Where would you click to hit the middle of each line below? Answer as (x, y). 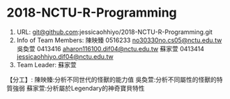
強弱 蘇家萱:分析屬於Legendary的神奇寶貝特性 (78, 88)
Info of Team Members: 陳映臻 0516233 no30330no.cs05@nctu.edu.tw (119, 40)
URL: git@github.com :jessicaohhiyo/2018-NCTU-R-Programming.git (115, 32)
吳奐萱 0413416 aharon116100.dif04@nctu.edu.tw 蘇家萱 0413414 (110, 48)
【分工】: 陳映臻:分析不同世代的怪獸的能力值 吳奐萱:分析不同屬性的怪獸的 (112, 79)
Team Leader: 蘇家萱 (47, 64)
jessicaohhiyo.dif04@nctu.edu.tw (65, 56)
